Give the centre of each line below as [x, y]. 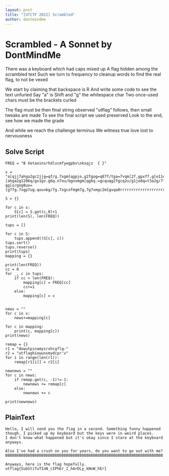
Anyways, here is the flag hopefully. [46, 464]
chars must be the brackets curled [41, 100]
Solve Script [25, 152]
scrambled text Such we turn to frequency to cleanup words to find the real [83, 74]
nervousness [19, 136]
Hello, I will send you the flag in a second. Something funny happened [83, 429]
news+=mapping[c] [32, 318]
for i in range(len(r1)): [32, 358]
